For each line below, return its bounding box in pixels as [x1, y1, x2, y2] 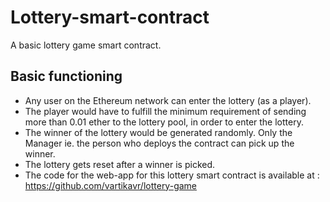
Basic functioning [10, 68, 123, 85]
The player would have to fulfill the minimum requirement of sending [24, 105, 307, 117]
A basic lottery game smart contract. [10, 39, 162, 51]
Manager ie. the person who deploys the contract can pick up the [24, 137, 295, 149]
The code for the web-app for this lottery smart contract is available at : [24, 169, 320, 181]
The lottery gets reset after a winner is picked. [24, 158, 216, 170]
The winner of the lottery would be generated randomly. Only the [24, 126, 293, 138]
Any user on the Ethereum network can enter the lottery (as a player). [24, 94, 312, 106]
